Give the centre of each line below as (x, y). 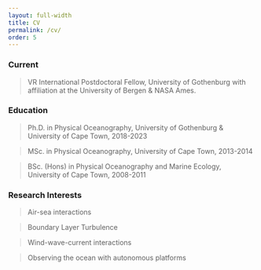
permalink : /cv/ (35, 30)
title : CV (24, 23)
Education (28, 111)
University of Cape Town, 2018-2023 (87, 136)
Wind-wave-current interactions (79, 243)
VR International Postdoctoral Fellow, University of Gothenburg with (136, 82)
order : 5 (22, 37)
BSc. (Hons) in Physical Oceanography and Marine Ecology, (124, 166)
